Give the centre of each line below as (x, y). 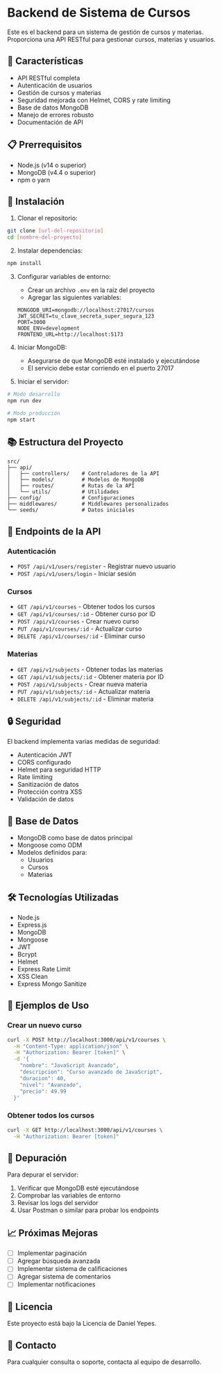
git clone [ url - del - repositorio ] (55, 231)
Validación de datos (45, 799)
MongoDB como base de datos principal (75, 838)
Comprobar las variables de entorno (69, 1195)
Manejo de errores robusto (55, 114)
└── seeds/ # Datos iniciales (71, 510)
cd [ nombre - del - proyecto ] (44, 237)
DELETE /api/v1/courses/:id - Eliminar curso (81, 636)
